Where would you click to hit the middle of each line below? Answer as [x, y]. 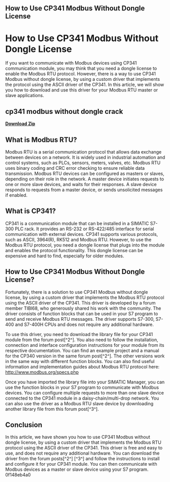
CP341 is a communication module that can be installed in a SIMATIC [77, 223]
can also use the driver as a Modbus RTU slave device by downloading [79, 403]
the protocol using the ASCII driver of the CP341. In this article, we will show [85, 85]
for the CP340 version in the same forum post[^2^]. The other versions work [85, 356]
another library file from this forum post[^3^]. [52, 409]
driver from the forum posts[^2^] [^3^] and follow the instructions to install [82, 459]
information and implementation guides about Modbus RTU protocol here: [82, 367]
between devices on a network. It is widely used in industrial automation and [85, 157]
